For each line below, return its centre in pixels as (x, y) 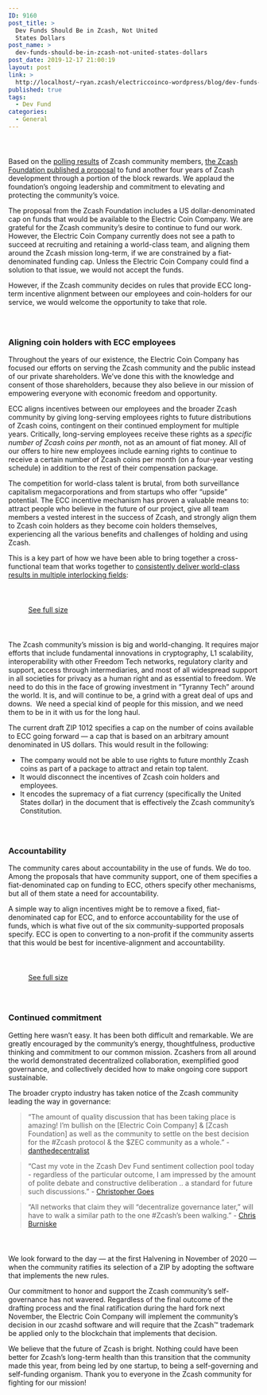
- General (31, 119)
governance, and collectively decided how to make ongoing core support (128, 1069)
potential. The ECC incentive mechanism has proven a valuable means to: (128, 500)
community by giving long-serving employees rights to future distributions (130, 417)
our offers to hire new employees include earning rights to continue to (122, 451)
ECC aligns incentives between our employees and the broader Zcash (122, 409)
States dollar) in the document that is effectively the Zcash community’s (137, 803)
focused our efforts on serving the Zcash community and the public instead (132, 368)
